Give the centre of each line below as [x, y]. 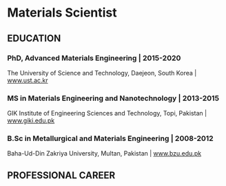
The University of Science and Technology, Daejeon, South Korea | [102, 73]
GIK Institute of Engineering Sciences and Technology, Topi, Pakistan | [107, 113]
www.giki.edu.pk [31, 121]
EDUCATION [34, 38]
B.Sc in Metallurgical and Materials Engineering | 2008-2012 [110, 138]
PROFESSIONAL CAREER [61, 175]
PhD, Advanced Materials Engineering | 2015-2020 [94, 58]
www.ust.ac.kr [28, 80]
